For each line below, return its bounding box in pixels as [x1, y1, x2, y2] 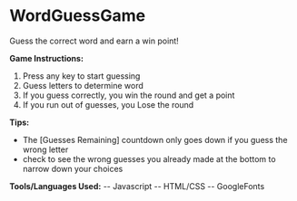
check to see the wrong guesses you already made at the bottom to [22, 153, 276, 164]
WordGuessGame [9, 5, 146, 26]
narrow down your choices [22, 163, 124, 174]
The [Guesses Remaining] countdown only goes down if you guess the [22, 134, 288, 145]
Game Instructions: [9, 53, 84, 63]
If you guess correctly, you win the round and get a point [22, 90, 235, 100]
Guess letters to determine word [22, 80, 144, 91]
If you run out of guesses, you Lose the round [22, 99, 194, 110]
